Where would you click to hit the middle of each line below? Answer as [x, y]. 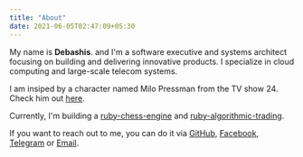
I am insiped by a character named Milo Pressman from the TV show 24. [144, 88]
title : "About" [38, 18]
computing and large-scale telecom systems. [94, 71]
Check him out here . [47, 98]
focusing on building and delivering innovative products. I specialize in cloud [152, 61]
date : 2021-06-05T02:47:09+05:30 [72, 26]
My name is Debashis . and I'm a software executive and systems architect [148, 51]
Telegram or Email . [44, 143]
